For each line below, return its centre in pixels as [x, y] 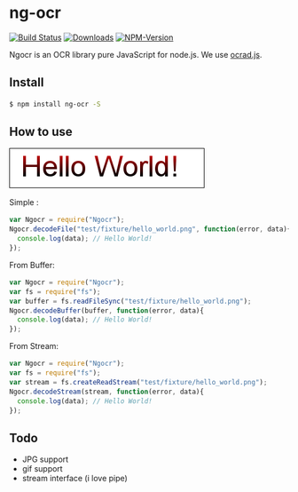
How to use [41, 132]
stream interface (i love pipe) [75, 479]
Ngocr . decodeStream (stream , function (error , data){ [106, 392]
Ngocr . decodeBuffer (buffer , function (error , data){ [106, 310]
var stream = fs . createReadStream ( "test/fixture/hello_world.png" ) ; [138, 382]
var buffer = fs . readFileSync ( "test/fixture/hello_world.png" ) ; [130, 301]
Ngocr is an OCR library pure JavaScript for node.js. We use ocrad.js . [136, 54]
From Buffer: [32, 265]
